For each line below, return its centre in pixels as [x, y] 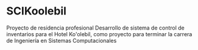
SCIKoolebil [37, 11]
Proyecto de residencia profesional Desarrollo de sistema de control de [95, 28]
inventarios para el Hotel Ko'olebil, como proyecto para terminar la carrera [99, 34]
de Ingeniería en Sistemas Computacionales [62, 40]
